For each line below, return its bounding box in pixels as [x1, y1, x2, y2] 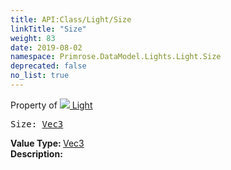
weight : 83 [10, 33, 56, 43]
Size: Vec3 [10, 118, 64, 130]
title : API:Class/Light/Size [10, 14, 132, 25]
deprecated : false [10, 61, 87, 71]
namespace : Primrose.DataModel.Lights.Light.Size [10, 52, 222, 62]
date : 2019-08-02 [10, 42, 83, 53]
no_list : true [10, 71, 70, 81]
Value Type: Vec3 [10, 137, 85, 149]
